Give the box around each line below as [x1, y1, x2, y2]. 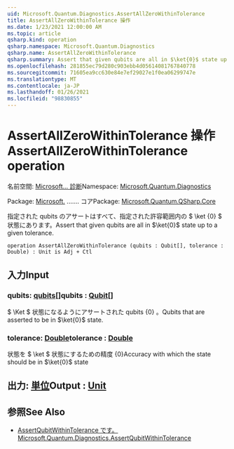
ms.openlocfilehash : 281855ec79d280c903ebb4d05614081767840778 [7, 63, 196, 70]
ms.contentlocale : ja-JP [7, 82, 80, 89]
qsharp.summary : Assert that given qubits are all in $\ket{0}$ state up [7, 56, 228, 63]
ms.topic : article [7, 30, 61, 37]
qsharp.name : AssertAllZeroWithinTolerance [7, 50, 137, 57]
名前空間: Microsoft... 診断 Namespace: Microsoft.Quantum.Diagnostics [7, 182, 212, 190]
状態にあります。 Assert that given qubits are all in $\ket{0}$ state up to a [7, 221, 218, 229]
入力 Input [7, 269, 49, 281]
